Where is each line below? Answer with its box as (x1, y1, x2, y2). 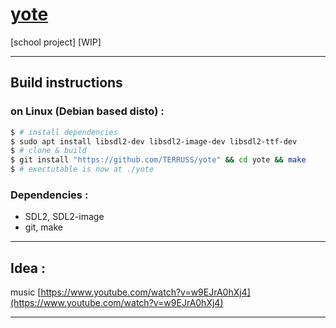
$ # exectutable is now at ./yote (10, 164, 155, 175)
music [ (10, 286, 42, 298)
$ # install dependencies (10, 127, 118, 137)
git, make (24, 221, 63, 233)
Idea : (10, 259, 47, 277)
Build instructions (10, 74, 123, 92)
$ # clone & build (10, 146, 87, 156)
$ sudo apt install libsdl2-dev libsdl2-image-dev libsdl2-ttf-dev (10, 136, 298, 147)
